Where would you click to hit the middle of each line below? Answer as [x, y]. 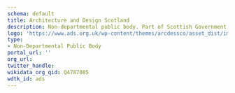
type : [15, 40]
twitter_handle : [31, 66]
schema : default [31, 14]
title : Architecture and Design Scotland [69, 20]
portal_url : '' [29, 53]
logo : [15, 33]
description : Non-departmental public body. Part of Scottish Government [117, 27]
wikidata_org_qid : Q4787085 [48, 72]
